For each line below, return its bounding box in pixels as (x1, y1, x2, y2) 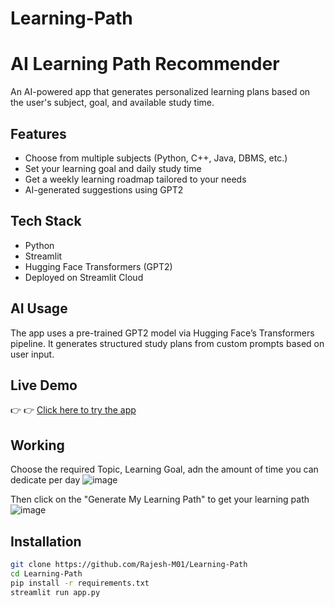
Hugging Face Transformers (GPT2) (24, 260, 173, 272)
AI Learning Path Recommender (10, 53, 280, 76)
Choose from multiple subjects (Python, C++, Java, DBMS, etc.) (24, 152, 288, 164)
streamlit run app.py (10, 587, 101, 597)
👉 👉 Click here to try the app (10, 404, 137, 416)
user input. (10, 348, 55, 360)
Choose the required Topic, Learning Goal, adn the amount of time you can (10, 463, 319, 476)
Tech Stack (10, 213, 82, 230)
